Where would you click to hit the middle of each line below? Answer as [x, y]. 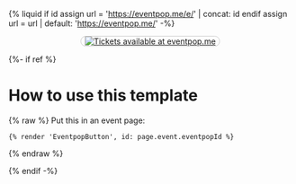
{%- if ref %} [32, 59]
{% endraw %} [36, 153]
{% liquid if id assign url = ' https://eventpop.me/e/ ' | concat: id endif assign [148, 14]
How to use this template [103, 96]
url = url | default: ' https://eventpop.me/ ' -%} [92, 23]
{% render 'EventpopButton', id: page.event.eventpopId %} [121, 136]
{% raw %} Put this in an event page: [77, 120]
